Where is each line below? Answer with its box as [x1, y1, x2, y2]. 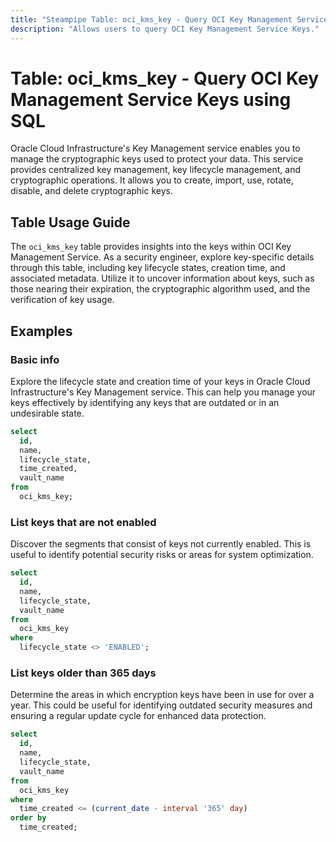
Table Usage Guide [10, 214, 131, 231]
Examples [10, 322, 73, 340]
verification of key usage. [10, 294, 115, 306]
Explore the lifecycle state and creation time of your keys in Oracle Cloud [10, 375, 311, 387]
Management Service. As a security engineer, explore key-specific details [10, 251, 315, 263]
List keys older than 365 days [10, 666, 157, 680]
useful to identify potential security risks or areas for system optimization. [10, 549, 314, 561]
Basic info [10, 352, 60, 366]
